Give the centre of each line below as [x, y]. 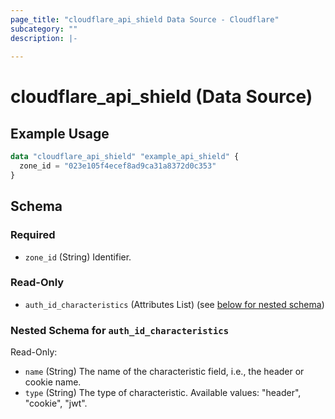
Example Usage [60, 133]
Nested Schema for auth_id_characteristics [119, 330]
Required [33, 235]
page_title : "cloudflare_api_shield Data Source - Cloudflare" [145, 19]
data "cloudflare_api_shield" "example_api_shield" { [125, 157]
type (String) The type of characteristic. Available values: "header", [163, 393]
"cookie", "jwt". [56, 403]
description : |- [44, 38]
